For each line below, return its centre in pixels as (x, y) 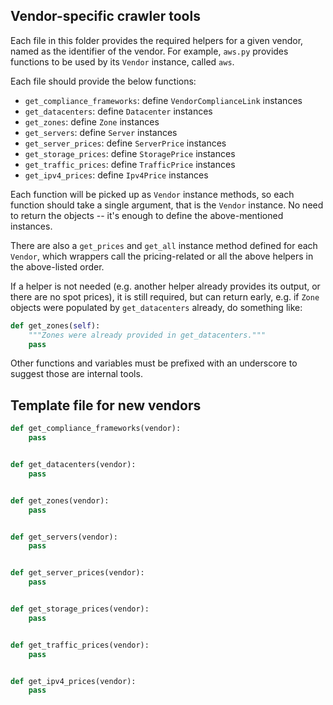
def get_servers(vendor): (64, 537)
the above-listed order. (57, 266)
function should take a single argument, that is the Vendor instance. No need (167, 205)
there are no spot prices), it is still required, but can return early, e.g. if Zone (165, 296)
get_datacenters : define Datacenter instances (118, 111)
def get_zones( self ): (55, 325)
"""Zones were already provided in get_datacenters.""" (147, 335)
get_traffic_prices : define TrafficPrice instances (130, 164)
